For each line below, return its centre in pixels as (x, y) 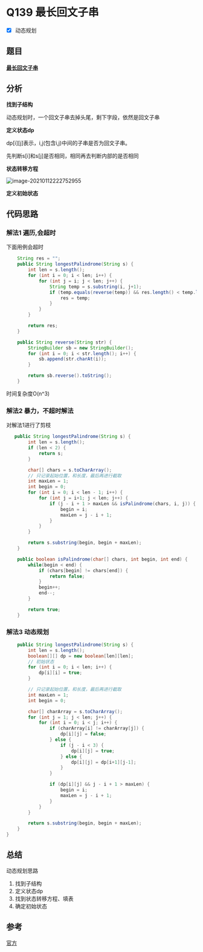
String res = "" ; (39, 259)
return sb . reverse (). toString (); (70, 376)
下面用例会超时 (25, 247)
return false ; (67, 576)
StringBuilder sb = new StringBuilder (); (81, 348)
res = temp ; (75, 298)
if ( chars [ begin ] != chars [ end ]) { (83, 570)
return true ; (44, 609)
